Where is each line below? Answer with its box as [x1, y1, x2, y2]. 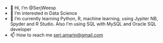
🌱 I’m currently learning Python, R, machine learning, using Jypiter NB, [10, 16, 158, 21]
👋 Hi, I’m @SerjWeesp [10, 5, 56, 11]
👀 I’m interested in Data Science [10, 10, 77, 16]
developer [10, 26, 32, 32]
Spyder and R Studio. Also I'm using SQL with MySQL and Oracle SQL [10, 21, 157, 27]
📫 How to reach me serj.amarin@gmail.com [10, 32, 103, 38]
